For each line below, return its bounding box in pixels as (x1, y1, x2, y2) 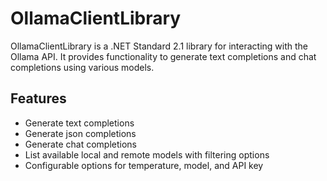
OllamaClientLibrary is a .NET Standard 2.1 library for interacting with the (10, 40, 309, 52)
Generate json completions (24, 127, 137, 139)
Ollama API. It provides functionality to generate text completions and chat (10, 50, 317, 62)
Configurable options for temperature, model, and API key (24, 159, 264, 171)
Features (10, 90, 67, 107)
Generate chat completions (24, 138, 137, 150)
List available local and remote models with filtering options (24, 148, 270, 161)
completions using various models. (10, 61, 155, 73)
